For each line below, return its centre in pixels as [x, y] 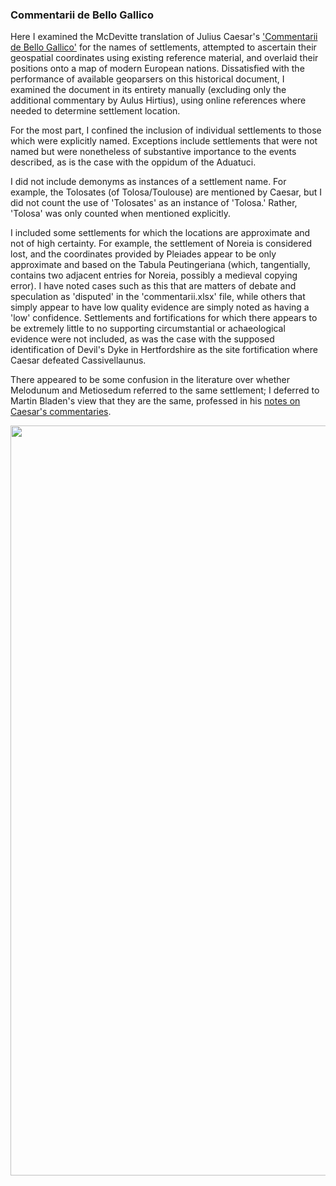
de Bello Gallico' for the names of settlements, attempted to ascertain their [163, 47]
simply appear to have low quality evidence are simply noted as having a [160, 307]
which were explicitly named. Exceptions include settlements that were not [164, 141]
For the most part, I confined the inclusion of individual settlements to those [166, 130]
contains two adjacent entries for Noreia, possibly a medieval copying [154, 275]
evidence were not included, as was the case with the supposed [142, 339]
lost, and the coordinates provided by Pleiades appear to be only [143, 254]
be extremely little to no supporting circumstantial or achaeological [148, 329]
